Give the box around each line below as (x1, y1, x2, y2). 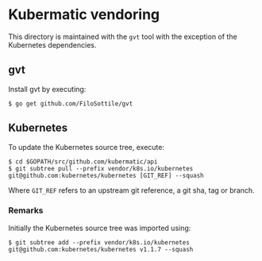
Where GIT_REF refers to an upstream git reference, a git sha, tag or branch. (8, 185, 256, 195)
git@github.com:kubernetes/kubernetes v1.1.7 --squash (8, 245, 194, 253)
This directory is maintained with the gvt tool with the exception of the (8, 32, 237, 41)
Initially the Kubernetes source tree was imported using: (8, 223, 191, 232)
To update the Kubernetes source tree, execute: (8, 142, 165, 152)
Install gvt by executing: (8, 84, 87, 94)
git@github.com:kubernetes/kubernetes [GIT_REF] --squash (8, 171, 204, 179)
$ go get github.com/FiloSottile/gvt (8, 99, 133, 108)
